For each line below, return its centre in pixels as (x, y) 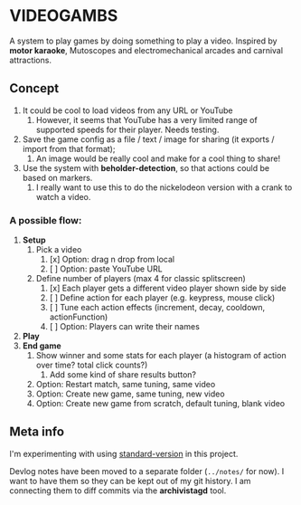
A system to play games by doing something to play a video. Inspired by (143, 41)
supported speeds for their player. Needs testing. (127, 129)
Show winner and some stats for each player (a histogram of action (161, 356)
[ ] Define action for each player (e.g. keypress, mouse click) (162, 298)
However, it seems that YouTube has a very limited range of (146, 119)
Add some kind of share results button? (123, 375)
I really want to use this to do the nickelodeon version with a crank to (164, 187)
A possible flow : (46, 220)
